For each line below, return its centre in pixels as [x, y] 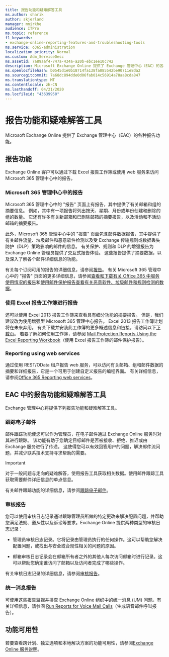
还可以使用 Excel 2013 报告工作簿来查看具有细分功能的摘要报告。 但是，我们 [84, 315]
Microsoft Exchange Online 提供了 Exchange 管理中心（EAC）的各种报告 [80, 135]
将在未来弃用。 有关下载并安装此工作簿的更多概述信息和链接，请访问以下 [81, 327]
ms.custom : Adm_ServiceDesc [35, 57]
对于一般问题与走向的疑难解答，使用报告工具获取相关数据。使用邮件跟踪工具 [84, 474]
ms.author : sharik [24, 15]
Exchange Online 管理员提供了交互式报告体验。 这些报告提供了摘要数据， [81, 253]
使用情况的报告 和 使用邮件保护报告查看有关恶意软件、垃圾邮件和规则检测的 [82, 283]
